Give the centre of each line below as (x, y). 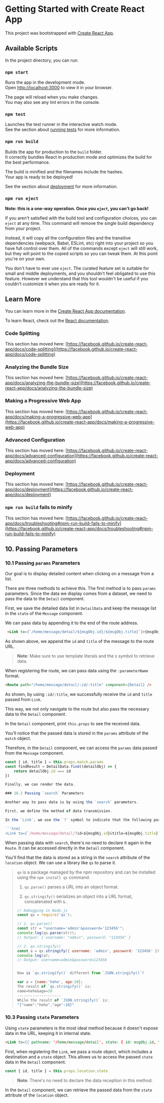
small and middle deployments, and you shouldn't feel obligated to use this (80, 273)
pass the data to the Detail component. (45, 599)
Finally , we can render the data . (40, 784)
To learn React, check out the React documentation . (57, 320)
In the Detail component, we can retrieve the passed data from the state (79, 1090)
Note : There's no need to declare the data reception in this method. (85, 1080)
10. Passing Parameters (41, 549)
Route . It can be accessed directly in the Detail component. (65, 848)
